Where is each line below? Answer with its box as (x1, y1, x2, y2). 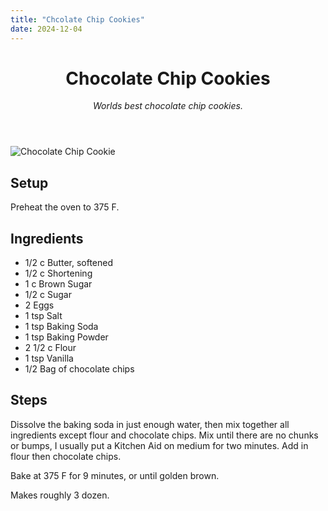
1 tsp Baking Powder (24, 331, 109, 343)
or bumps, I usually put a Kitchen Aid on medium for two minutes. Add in (10, 439, 309, 451)
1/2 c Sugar (24, 289, 72, 301)
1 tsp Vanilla (24, 352, 74, 365)
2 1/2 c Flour (24, 342, 77, 354)
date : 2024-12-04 (10, 24, 83, 34)
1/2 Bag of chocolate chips (24, 363, 135, 375)
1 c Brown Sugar (24, 278, 93, 290)
